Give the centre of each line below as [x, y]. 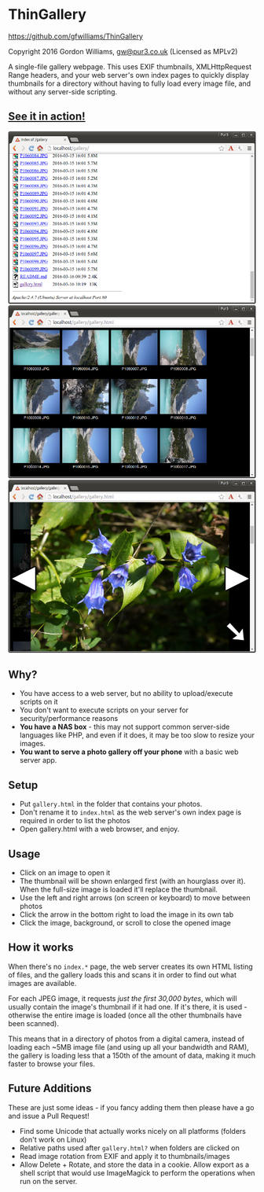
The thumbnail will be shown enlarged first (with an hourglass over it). [132, 881]
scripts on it [38, 702]
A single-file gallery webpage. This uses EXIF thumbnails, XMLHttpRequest [130, 66]
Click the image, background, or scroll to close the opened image [125, 923]
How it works [41, 948]
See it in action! [47, 117]
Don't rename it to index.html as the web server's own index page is [130, 812]
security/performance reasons [69, 719]
